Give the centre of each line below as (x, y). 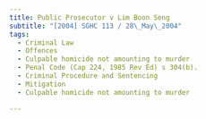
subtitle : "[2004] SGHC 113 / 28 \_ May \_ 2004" (95, 26)
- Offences (38, 51)
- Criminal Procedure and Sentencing (88, 76)
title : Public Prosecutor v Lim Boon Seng (90, 17)
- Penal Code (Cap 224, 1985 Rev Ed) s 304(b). (108, 68)
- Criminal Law (46, 42)
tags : (19, 34)
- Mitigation (42, 84)
